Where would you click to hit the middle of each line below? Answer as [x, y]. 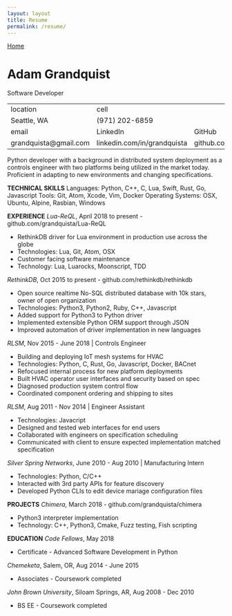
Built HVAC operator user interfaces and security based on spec [108, 379]
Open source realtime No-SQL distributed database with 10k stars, [112, 293]
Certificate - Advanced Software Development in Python [97, 552]
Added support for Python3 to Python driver [80, 315]
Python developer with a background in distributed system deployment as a [115, 160]
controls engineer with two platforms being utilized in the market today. [108, 167]
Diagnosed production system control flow [78, 386]
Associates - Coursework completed [69, 579]
